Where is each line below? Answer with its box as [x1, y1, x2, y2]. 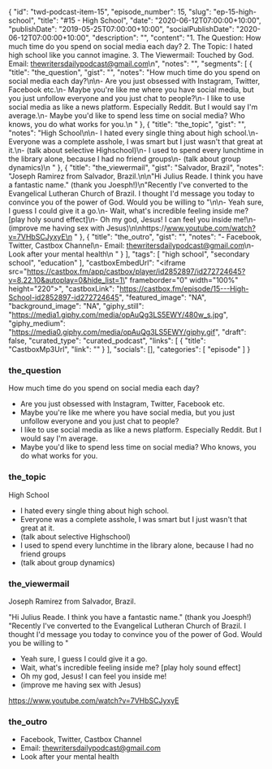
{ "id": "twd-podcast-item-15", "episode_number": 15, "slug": [8, 7, 212, 16]
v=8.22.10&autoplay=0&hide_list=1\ [8, 275, 125, 284]
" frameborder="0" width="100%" [124, 275, 239, 284]
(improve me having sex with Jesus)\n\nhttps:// [8, 223, 166, 233]
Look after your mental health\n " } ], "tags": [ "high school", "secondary [8, 249, 250, 259]
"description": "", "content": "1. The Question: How [92, 33, 261, 42]
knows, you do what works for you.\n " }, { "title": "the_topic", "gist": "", [8, 120, 246, 129]
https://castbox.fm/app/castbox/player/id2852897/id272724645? [27, 266, 246, 276]
